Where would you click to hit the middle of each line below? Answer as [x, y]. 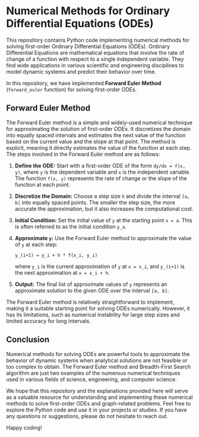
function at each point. [42, 184]
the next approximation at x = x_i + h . [62, 272]
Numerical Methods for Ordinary [88, 11]
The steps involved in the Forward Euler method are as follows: [83, 154]
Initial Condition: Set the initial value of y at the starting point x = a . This [103, 220]
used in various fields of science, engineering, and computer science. [91, 379]
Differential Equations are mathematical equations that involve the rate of [95, 52]
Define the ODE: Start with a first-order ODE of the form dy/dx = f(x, [100, 165]
